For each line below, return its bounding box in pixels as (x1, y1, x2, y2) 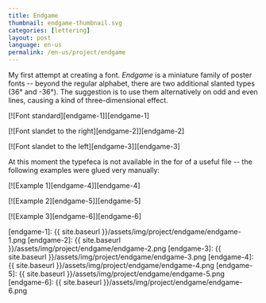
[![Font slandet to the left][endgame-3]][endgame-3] (8, 142, 180, 151)
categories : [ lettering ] (8, 26, 91, 34)
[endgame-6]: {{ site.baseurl (8, 278, 102, 286)
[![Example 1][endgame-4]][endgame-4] (8, 181, 141, 190)
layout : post (8, 33, 52, 42)
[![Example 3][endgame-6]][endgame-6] (8, 212, 141, 221)
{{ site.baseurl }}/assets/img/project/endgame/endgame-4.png (8, 261, 214, 270)
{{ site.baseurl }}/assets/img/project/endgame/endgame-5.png (18, 269, 225, 278)
